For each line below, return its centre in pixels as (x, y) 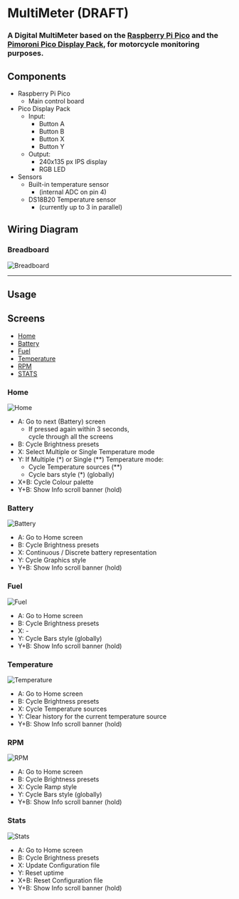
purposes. (26, 53)
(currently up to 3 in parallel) (81, 207)
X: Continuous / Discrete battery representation (87, 553)
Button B (52, 131)
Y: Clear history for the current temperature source (92, 716)
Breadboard (28, 250)
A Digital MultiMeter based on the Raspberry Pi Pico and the (113, 36)
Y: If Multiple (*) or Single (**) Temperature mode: (91, 459)
